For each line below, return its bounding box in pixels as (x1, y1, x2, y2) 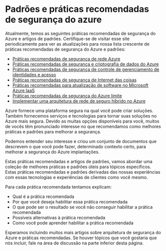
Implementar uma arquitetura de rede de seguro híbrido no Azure (12, 98, 146, 104)
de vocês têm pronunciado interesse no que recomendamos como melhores (5, 123, 161, 129)
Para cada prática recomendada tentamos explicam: (5, 184, 112, 189)
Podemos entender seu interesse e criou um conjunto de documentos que (5, 138, 157, 144)
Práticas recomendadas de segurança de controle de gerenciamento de (12, 66, 160, 72)
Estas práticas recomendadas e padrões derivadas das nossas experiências (5, 169, 161, 175)
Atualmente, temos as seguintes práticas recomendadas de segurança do (5, 30, 156, 36)
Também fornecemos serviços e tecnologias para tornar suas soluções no (5, 113, 157, 119)
